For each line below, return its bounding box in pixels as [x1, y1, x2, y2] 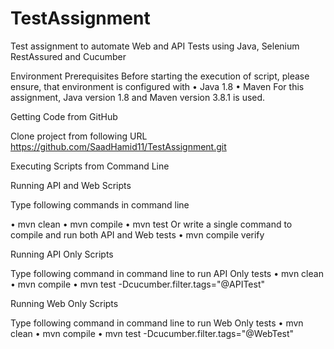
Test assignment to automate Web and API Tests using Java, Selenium [10, 40, 300, 52]
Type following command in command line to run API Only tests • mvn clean [10, 267, 324, 279]
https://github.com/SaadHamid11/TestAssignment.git [10, 140, 227, 152]
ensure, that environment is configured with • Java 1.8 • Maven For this [10, 80, 305, 92]
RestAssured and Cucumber [10, 50, 127, 62]
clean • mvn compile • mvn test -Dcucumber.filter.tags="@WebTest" [10, 327, 295, 339]
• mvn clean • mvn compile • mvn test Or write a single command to [10, 218, 293, 230]
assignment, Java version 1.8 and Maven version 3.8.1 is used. [10, 91, 266, 103]
